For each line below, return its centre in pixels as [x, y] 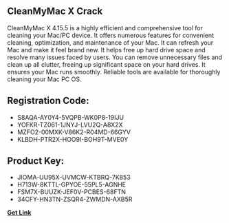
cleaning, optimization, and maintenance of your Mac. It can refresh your [110, 42]
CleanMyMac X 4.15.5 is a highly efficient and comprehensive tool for [105, 28]
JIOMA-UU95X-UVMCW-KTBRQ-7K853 [74, 178]
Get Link [19, 213]
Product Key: [35, 161]
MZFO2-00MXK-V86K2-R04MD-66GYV [74, 132]
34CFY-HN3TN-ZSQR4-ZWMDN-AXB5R [75, 200]
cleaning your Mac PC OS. [44, 79]
